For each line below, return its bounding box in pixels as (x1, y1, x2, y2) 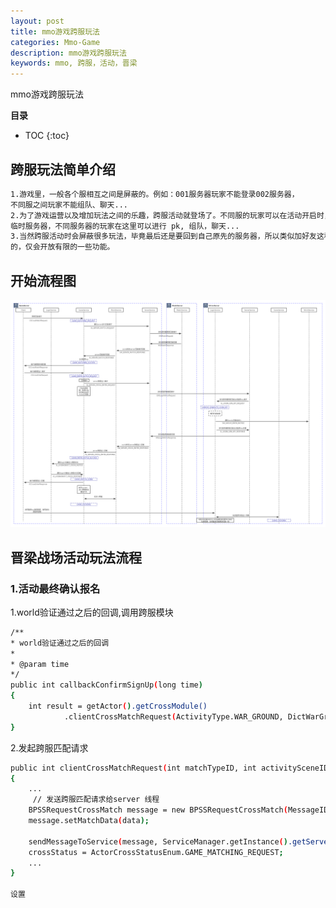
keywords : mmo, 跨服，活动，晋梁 (10, 58, 138, 69)
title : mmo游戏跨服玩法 (10, 26, 100, 37)
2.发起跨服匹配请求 (10, 741, 89, 754)
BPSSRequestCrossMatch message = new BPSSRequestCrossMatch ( (28, 805, 288, 815)
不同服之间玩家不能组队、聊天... (10, 200, 128, 210)
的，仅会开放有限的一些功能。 (10, 242, 115, 252)
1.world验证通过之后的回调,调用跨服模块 (10, 606, 174, 618)
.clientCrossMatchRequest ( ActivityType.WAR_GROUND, (63, 711, 284, 722)
